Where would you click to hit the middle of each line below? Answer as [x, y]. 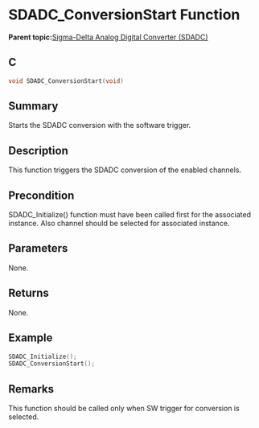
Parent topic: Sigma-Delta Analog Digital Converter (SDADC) [108, 37]
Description [38, 150]
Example [31, 338]
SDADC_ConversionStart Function [124, 15]
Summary [33, 106]
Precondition [41, 195]
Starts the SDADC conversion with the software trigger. [100, 126]
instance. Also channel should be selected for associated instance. [119, 224]
